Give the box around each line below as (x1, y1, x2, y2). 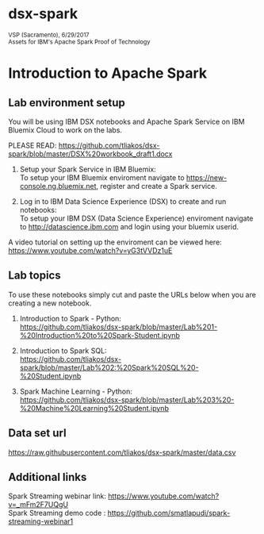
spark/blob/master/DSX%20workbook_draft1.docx (8, 148, 173, 159)
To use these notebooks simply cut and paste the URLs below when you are (8, 290, 256, 299)
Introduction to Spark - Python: (19, 313, 121, 323)
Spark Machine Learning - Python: (19, 386, 132, 396)
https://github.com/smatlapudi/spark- (107, 509, 231, 518)
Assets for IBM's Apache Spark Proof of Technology (8, 37, 151, 46)
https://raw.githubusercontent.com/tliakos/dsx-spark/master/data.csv (8, 448, 236, 457)
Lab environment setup (8, 96, 125, 109)
